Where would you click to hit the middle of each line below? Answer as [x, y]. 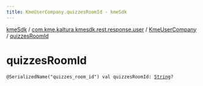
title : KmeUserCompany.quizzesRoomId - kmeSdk [67, 12]
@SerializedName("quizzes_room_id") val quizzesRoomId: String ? [90, 77]
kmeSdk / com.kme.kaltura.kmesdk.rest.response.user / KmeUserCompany [102, 29]
